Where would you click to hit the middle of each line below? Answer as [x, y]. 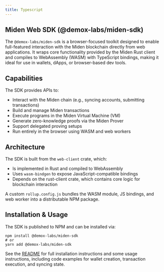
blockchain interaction [35, 184]
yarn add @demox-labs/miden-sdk [38, 244]
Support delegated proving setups [47, 126]
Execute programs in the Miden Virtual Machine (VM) [66, 116]
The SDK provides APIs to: [32, 90]
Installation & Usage [37, 215]
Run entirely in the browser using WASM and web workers [71, 131]
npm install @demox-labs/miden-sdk [42, 236]
